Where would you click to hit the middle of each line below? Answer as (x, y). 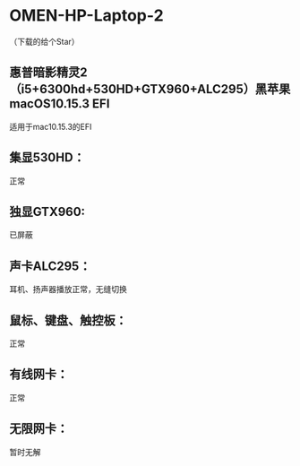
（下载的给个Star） (44, 41)
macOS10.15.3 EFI (60, 104)
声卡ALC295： (50, 266)
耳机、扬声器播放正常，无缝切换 (68, 289)
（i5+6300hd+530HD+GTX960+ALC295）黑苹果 (150, 89)
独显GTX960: (47, 211)
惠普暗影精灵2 (48, 73)
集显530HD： (47, 158)
